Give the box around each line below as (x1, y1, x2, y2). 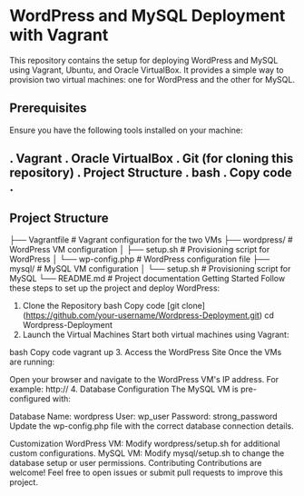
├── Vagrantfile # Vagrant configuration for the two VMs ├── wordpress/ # (9, 233, 293, 245)
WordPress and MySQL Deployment (9, 5, 286, 26)
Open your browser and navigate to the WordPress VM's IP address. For (9, 373, 279, 384)
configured (9, 392, 51, 404)
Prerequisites (9, 101, 87, 116)
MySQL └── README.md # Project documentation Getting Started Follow (9, 273, 286, 283)
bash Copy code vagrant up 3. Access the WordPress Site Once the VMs (9, 346, 282, 357)
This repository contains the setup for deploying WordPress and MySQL (9, 55, 279, 65)
